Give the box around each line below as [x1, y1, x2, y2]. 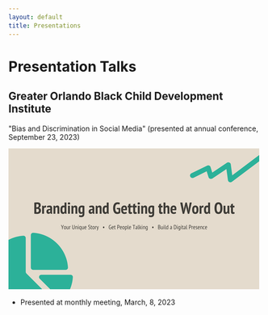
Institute [8, 102, 52, 116]
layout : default [8, 13, 63, 21]
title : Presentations [8, 21, 82, 30]
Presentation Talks [8, 57, 137, 76]
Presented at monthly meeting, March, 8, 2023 [19, 297, 176, 307]
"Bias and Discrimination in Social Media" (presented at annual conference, [8, 124, 258, 133]
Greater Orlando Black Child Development [8, 90, 224, 103]
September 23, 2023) [8, 132, 81, 141]
